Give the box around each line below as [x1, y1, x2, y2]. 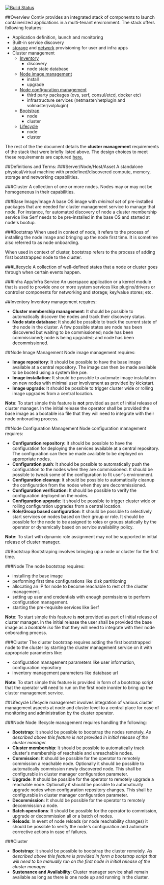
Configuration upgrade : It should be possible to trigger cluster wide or [12, 498, 156, 504]
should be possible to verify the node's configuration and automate [12, 824, 149, 829]
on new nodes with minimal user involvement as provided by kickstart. [12, 380, 155, 386]
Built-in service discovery [12, 40, 64, 45]
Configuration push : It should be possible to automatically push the [12, 461, 150, 467]
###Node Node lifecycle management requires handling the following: [5, 720, 147, 725]
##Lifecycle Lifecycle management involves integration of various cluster [5, 699, 153, 705]
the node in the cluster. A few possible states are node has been [12, 324, 142, 330]
